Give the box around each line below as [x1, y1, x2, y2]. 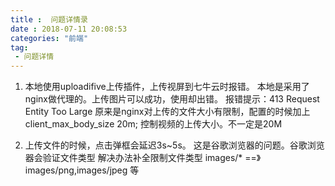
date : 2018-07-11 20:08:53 [10, 24, 128, 34]
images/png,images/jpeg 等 [24, 164, 140, 176]
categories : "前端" [10, 33, 89, 43]
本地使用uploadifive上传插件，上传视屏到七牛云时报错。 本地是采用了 [24, 81, 310, 93]
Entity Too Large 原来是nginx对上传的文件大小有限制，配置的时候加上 [24, 106, 311, 118]
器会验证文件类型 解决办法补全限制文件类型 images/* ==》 [24, 152, 262, 164]
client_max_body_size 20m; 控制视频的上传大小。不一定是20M [24, 118, 283, 130]
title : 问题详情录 [10, 14, 88, 25]
